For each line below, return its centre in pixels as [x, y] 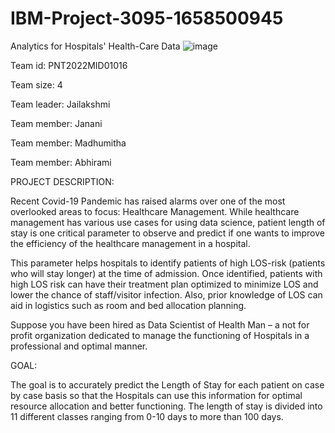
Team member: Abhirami [61, 162]
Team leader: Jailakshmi [60, 104]
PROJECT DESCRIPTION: [62, 181]
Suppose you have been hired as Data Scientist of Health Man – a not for [160, 324]
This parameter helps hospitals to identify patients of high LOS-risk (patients [168, 263]
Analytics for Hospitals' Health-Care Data [95, 46]
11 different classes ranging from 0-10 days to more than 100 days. [147, 416]
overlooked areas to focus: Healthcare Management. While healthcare [155, 211]
